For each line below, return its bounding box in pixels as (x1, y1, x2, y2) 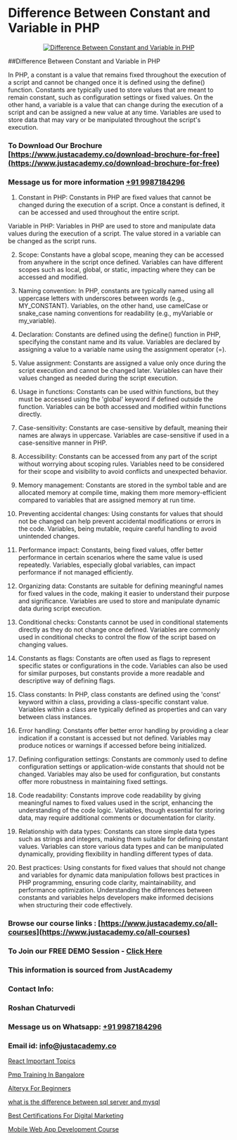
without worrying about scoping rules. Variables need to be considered (18, 460, 224, 468)
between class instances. (18, 713, 92, 721)
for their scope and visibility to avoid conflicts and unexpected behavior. (18, 467, 228, 476)
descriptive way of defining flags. (18, 677, 115, 685)
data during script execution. (18, 604, 102, 613)
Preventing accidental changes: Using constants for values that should (18, 510, 224, 518)
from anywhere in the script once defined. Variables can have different (18, 258, 224, 266)
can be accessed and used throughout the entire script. (18, 208, 180, 216)
